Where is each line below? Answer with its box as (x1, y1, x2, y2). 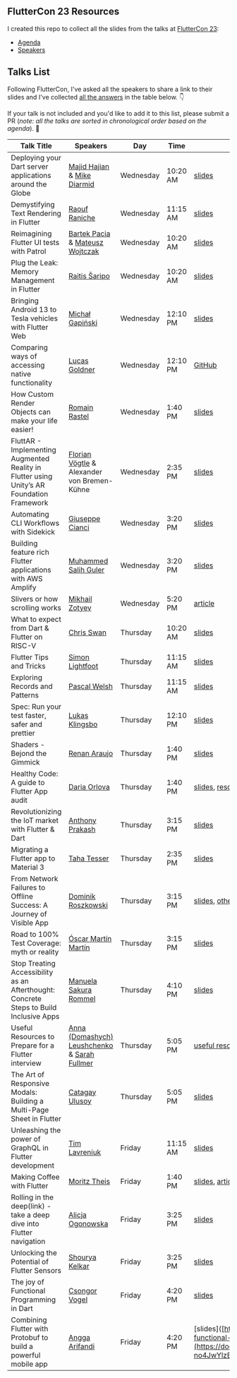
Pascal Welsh (68, 681, 113, 691)
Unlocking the (11, 1247, 58, 1257)
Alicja (68, 1210, 87, 1220)
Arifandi (68, 1341, 95, 1351)
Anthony (68, 815, 97, 825)
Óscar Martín (68, 933, 112, 943)
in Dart (11, 1303, 33, 1313)
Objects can (11, 407, 51, 417)
